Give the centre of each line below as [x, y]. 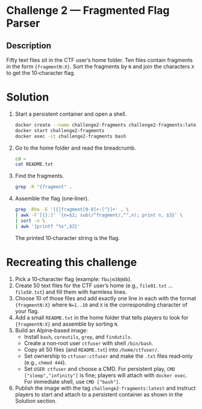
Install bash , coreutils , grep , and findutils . [78, 337]
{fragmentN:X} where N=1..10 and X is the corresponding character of [101, 305]
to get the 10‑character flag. [41, 73]
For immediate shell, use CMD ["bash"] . [72, 381]
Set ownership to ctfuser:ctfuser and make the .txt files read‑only [108, 356]
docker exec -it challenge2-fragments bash [71, 136]
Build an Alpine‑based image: [51, 330]
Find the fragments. [39, 176]
